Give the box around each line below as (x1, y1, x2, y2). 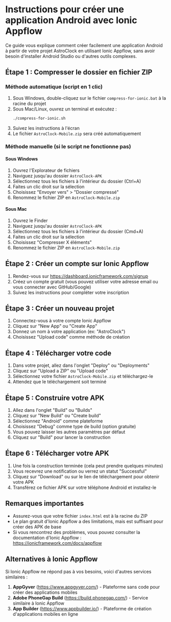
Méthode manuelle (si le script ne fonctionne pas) (5, 143, 131, 150)
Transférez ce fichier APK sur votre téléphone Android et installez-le (12, 484, 157, 491)
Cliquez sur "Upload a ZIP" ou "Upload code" (12, 368, 108, 374)
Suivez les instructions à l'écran (12, 125, 80, 131)
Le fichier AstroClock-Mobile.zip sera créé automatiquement (12, 130, 141, 137)
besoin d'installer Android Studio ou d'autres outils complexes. (5, 53, 137, 59)
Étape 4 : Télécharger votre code (5, 349, 111, 358)
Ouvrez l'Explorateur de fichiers (12, 167, 80, 173)
